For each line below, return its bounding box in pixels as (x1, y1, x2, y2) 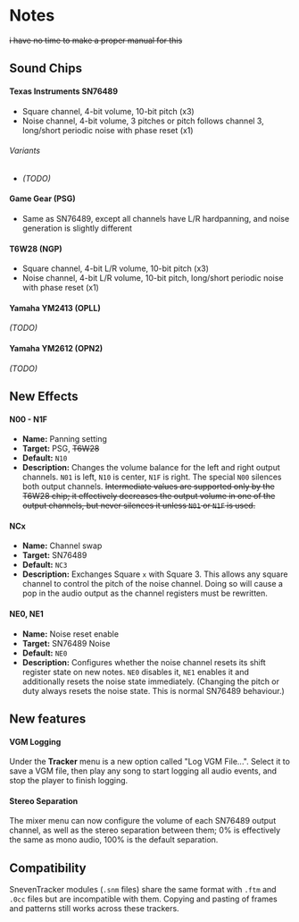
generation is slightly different (21, 223, 132, 233)
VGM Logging (9, 736, 62, 747)
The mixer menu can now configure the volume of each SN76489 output (9, 816, 277, 826)
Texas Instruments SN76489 (9, 86, 119, 97)
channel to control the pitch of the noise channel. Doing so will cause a (21, 579, 284, 589)
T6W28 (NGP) (9, 243, 62, 254)
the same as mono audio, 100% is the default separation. (9, 834, 219, 845)
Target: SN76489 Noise (21, 638, 111, 648)
